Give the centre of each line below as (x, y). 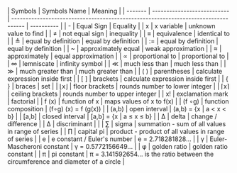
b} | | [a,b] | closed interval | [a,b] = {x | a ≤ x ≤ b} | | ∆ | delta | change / (112, 116)
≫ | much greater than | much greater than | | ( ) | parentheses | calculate (115, 71)
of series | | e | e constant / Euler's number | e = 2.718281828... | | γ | (108, 139)
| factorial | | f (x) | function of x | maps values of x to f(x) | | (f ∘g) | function (118, 101)
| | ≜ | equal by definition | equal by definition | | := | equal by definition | (113, 41)
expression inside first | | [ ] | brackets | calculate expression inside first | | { (118, 79)
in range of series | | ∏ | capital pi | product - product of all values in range (116, 132)
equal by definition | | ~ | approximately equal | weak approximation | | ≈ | (115, 49)
